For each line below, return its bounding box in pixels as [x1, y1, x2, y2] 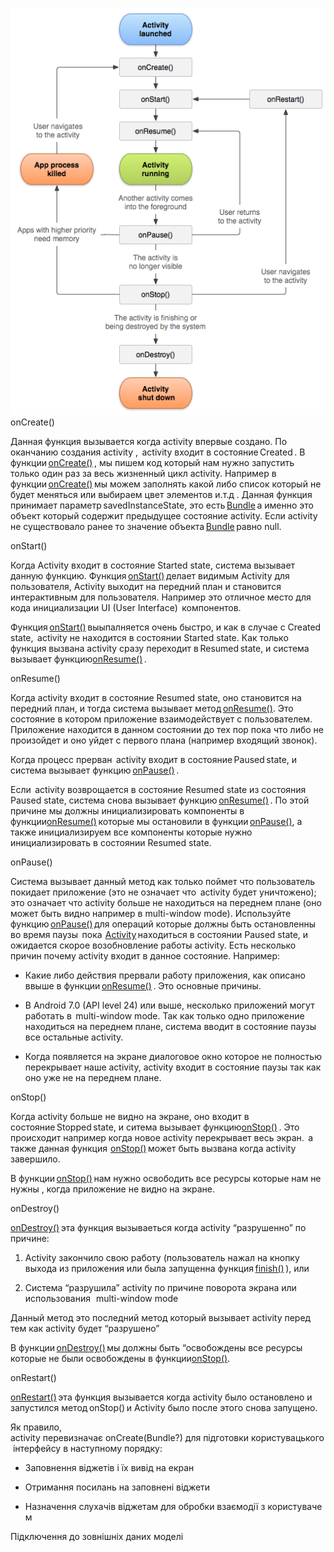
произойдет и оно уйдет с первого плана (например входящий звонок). [10, 734, 318, 747]
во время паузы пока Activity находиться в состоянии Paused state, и [10, 929, 309, 941]
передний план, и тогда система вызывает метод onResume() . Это [10, 703, 294, 715]
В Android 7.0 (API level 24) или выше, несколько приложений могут [24, 999, 315, 1012]
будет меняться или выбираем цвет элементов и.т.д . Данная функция [10, 489, 313, 501]
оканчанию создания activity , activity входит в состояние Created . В [10, 446, 306, 458]
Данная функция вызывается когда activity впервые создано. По [10, 436, 288, 448]
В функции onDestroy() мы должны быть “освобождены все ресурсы [10, 1342, 303, 1354]
